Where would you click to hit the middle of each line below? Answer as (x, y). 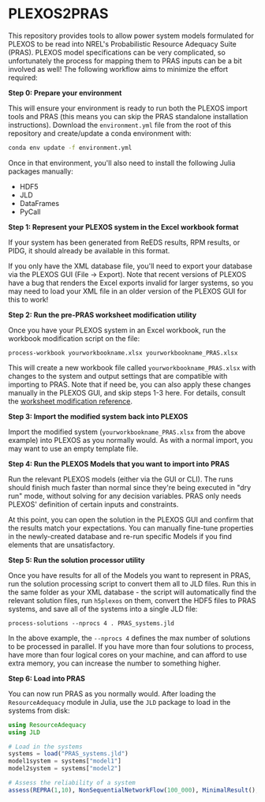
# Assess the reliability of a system (72, 783)
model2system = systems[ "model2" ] (65, 769)
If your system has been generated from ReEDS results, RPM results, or (124, 242)
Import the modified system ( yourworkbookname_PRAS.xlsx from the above (127, 432)
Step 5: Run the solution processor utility (77, 560)
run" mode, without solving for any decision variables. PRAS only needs (125, 496)
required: (23, 77)
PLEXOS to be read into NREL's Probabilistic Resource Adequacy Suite (122, 43)
